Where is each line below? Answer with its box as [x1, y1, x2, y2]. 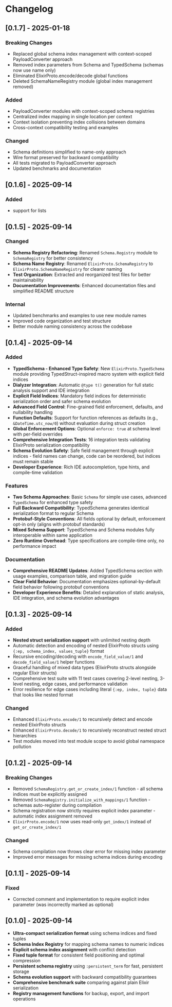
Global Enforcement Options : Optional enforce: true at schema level [12, 425, 161, 431]
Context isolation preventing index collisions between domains [12, 119, 145, 125]
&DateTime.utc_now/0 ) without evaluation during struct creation [12, 420, 145, 426]
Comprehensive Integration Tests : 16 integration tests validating [12, 436, 150, 443]
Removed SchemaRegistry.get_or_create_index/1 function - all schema [12, 786, 163, 792]
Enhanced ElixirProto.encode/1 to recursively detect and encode [12, 716, 153, 722]
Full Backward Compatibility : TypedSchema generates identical [12, 505, 149, 511]
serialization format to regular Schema [12, 510, 94, 516]
